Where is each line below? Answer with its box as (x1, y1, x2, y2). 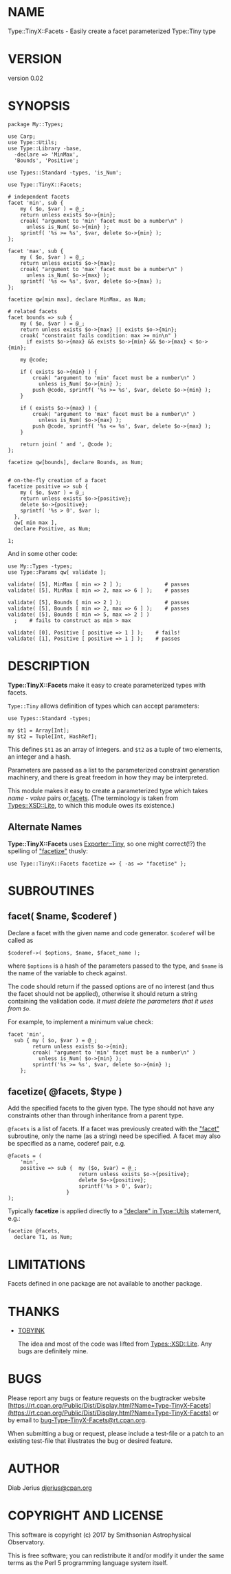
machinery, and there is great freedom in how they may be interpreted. (8, 773, 208, 781)
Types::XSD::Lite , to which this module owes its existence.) (8, 801, 175, 809)
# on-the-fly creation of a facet (8, 477, 107, 484)
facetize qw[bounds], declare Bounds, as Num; (8, 459, 144, 466)
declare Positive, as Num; (14, 525, 91, 532)
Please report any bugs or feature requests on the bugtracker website (8, 1394, 206, 1402)
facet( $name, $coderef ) (8, 910, 118, 922)
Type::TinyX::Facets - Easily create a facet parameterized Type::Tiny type (8, 27, 216, 35)
